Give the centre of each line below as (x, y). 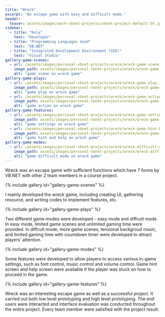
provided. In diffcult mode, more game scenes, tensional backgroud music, (81, 229)
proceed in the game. (27, 274)
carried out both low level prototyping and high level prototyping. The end (80, 299)
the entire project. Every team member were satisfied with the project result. (82, 309)
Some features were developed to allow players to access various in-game (81, 258)
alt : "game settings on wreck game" (52, 124)
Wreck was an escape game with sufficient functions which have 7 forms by (82, 170)
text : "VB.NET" (29, 46)
